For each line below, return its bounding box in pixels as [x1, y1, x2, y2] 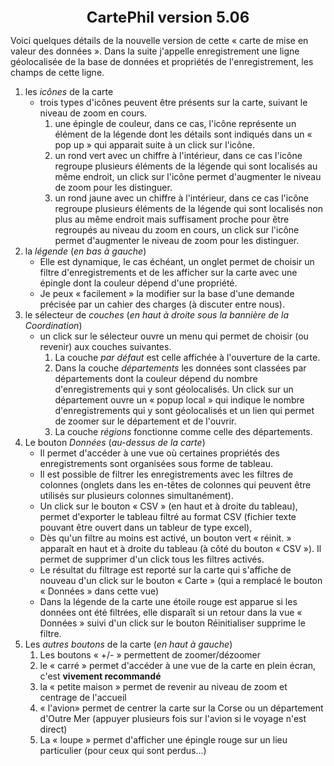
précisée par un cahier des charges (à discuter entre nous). [39, 298, 285, 310]
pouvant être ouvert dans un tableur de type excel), [39, 522, 253, 533]
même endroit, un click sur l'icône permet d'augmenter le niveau [54, 171, 322, 182]
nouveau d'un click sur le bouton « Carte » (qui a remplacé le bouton [39, 575, 323, 586]
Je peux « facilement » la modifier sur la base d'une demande [39, 288, 295, 299]
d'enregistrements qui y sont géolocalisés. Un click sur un [54, 383, 294, 395]
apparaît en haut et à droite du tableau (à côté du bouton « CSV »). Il [39, 543, 322, 554]
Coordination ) [24, 320, 83, 331]
